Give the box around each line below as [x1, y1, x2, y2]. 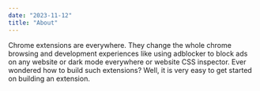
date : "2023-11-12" [8, 11, 73, 20]
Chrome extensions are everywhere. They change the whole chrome [8, 40, 232, 49]
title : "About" [8, 19, 58, 27]
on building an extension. [8, 74, 91, 83]
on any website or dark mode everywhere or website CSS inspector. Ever [8, 56, 247, 67]
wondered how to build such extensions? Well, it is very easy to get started [8, 65, 253, 75]
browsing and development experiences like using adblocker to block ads [8, 49, 248, 58]
